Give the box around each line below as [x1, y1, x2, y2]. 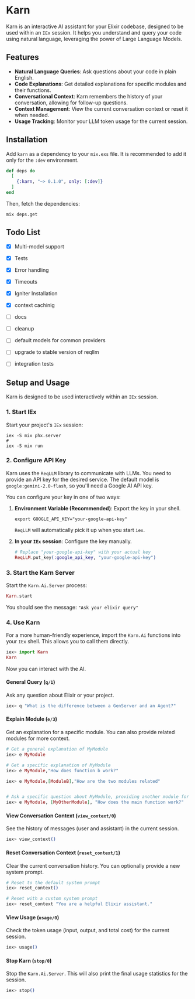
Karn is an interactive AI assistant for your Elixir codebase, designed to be [6, 23, 184, 30]
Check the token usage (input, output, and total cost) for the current [6, 927, 169, 934]
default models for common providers [14, 337, 106, 344]
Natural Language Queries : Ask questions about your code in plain [14, 68, 177, 75]
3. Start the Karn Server [6, 568, 75, 577]
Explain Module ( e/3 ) [6, 715, 57, 722]
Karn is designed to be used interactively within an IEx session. [6, 393, 159, 400]
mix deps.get [6, 212, 38, 217]
